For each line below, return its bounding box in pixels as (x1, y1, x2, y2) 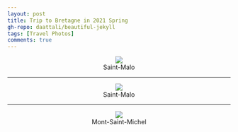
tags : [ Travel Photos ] (7, 30, 74, 37)
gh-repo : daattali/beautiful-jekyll (7, 23, 115, 30)
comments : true (7, 37, 52, 44)
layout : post (7, 10, 46, 18)
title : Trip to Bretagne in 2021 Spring (7, 17, 129, 24)
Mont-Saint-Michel (91, 118, 147, 126)
